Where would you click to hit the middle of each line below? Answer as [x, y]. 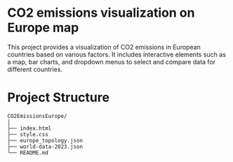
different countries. [35, 69]
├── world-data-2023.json [45, 147]
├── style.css [28, 134]
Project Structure [59, 97]
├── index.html [29, 128]
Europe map [43, 28]
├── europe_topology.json [45, 140]
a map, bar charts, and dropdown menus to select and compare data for [112, 61]
